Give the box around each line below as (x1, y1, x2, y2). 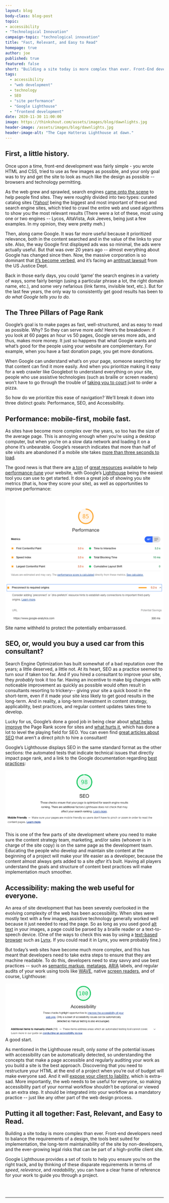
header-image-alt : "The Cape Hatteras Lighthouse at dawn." (5, 130, 134, 135)
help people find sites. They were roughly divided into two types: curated (5, 194, 157, 200)
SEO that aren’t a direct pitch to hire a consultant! (5, 734, 107, 740)
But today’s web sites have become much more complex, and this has (5, 947, 150, 953)
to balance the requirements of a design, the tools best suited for (5, 1136, 140, 1142)
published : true (5, 56, 39, 61)
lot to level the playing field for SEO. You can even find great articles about (5, 729, 159, 735)
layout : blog (5, 8, 33, 13)
